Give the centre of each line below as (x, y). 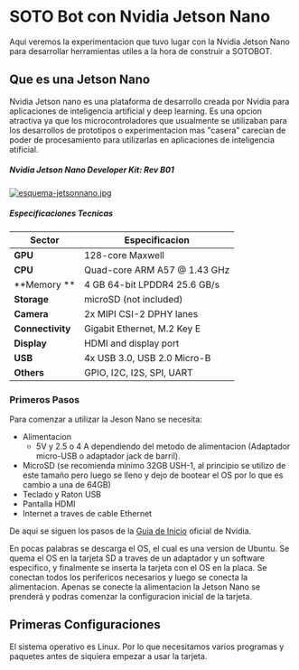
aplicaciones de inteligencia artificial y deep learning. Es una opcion (136, 111)
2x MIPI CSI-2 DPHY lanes (141, 313)
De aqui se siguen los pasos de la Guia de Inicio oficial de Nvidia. (131, 531)
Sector (45, 239)
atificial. (24, 149)
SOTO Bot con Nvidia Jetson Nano (140, 17)
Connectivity (42, 329)
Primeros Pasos (45, 399)
